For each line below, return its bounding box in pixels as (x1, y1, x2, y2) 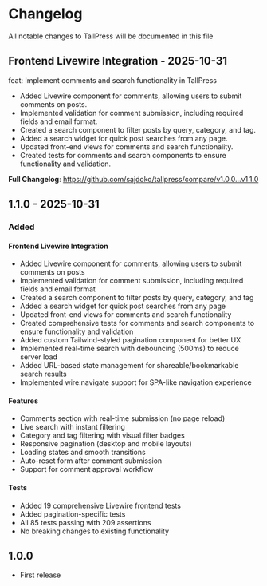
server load (19, 352, 58, 362)
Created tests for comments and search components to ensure (19, 150, 227, 160)
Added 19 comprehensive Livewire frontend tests (19, 501, 182, 510)
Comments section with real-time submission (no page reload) (19, 414, 226, 423)
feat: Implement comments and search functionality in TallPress (8, 75, 218, 85)
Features (8, 396, 38, 406)
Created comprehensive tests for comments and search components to (19, 319, 255, 328)
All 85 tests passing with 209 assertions (19, 517, 151, 527)
